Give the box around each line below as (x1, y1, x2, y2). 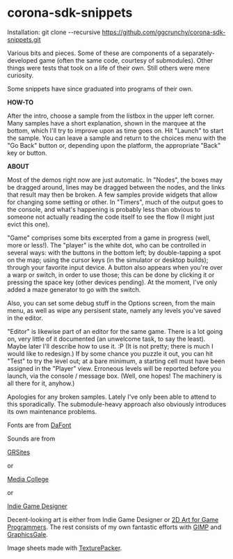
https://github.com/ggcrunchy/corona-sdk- (102, 28, 226, 36)
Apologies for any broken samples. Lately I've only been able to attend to (7, 392, 217, 401)
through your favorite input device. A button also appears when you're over (7, 263, 223, 271)
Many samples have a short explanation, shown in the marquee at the (7, 118, 207, 127)
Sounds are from (7, 434, 56, 443)
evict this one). (7, 220, 50, 228)
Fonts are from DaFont (7, 420, 72, 429)
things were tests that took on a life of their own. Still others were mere (7, 63, 210, 72)
